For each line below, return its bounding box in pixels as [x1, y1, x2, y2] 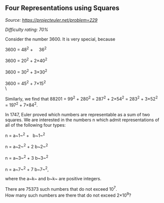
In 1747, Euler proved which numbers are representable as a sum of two [5, 111, 150, 117]
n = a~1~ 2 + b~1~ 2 [5, 132, 45, 138]
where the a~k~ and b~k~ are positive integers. [5, 176, 102, 182]
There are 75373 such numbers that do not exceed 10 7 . [5, 185, 117, 192]
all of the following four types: [5, 122, 66, 128]
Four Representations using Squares [5, 4, 120, 12]
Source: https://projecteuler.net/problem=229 [5, 17, 98, 23]
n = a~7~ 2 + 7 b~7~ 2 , [5, 165, 49, 172]
